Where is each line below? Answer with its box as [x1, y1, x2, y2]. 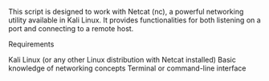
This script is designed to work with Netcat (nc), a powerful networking [8, 7, 244, 16]
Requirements [8, 39, 55, 49]
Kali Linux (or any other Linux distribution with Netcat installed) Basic [8, 55, 237, 64]
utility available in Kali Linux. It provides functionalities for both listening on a [8, 15, 261, 25]
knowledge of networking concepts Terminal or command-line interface [8, 63, 247, 73]
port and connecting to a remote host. [8, 24, 134, 33]
